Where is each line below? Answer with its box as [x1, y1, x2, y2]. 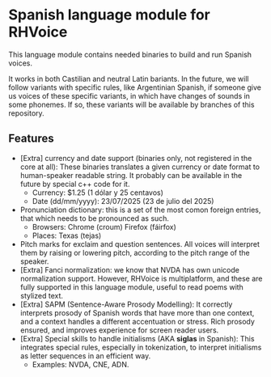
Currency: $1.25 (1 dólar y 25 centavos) [32, 188, 164, 197]
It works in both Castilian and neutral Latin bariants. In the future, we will [8, 74, 249, 83]
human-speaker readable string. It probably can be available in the [19, 170, 243, 180]
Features [8, 132, 54, 146]
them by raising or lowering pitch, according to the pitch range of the [19, 248, 250, 257]
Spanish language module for [8, 6, 210, 24]
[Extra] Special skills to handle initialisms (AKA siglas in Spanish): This [19, 333, 255, 343]
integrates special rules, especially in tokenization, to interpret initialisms [19, 342, 262, 352]
